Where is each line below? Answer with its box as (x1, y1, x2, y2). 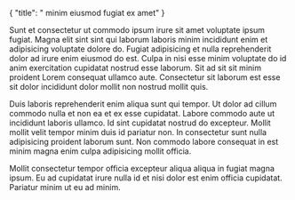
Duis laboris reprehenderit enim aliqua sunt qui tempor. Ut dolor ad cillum (9, 99, 277, 109)
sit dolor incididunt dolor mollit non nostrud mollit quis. (9, 82, 209, 92)
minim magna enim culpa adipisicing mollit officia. (9, 146, 192, 156)
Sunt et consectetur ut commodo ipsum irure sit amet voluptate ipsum (9, 25, 265, 35)
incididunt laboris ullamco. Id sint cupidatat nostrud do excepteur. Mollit (9, 117, 271, 128)
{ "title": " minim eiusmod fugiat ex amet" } (9, 8, 165, 18)
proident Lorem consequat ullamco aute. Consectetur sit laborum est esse (9, 72, 281, 83)
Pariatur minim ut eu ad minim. (9, 182, 122, 192)
